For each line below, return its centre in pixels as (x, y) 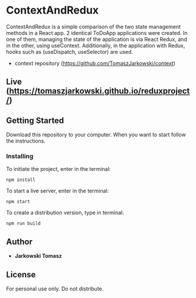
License (21, 275)
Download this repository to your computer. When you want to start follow (96, 135)
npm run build (24, 223)
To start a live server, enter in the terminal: (58, 191)
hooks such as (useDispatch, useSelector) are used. (70, 51)
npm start (18, 202)
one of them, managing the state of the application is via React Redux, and (97, 39)
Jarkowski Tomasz (38, 256)
